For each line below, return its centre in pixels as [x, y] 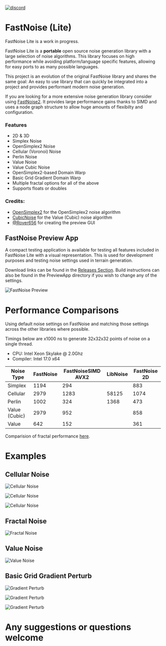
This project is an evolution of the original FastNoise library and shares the [81, 76]
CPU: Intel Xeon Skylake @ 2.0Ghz [47, 353]
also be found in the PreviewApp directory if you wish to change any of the [81, 275]
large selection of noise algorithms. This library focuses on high [70, 56]
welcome [24, 637]
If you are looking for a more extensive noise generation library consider [79, 96]
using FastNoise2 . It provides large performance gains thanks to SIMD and [81, 101]
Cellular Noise [27, 474]
